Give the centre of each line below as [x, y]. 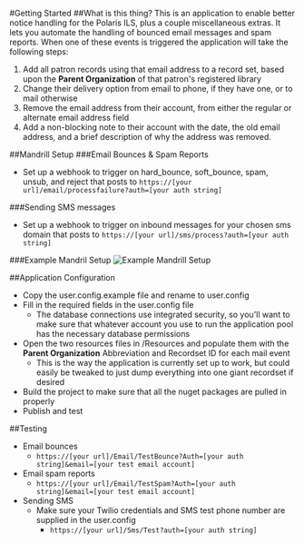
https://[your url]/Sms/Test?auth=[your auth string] [153, 530]
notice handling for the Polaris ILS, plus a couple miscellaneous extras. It [145, 23]
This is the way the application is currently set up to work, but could [163, 363]
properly [39, 401]
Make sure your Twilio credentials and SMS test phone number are [161, 510]
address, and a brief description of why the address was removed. [147, 137]
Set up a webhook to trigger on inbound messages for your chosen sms [157, 225]
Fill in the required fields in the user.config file [108, 305]
